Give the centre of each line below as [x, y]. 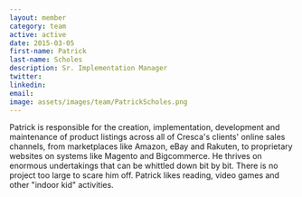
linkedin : [28, 85]
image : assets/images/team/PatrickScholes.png [99, 102]
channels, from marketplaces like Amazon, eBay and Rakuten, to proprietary [151, 146]
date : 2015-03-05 [42, 43]
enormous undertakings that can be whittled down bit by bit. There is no [144, 166]
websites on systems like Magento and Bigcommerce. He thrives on [136, 156]
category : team [38, 26]
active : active [38, 34]
